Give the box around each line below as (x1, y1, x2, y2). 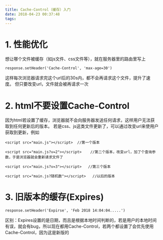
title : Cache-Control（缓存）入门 (5, 7, 71, 12)
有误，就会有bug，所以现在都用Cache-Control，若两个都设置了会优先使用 (5, 223, 154, 229)
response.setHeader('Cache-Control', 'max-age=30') (5, 66, 112, 71)
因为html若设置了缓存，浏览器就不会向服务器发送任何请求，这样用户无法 (5, 117, 151, 123)
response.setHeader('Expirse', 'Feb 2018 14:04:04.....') (5, 208, 125, 213)
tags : (5, 16, 16, 21)
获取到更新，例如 (5, 129, 40, 135)
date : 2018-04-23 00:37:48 (5, 12, 60, 17)
